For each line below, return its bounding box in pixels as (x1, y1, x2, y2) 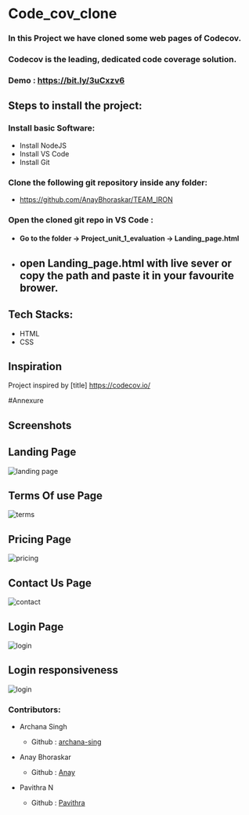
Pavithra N (19, 783, 54, 792)
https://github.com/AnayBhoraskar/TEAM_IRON (19, 194, 174, 204)
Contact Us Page (8, 576, 92, 589)
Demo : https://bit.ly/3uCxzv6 (8, 75, 125, 86)
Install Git (19, 157, 50, 167)
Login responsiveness (8, 663, 119, 677)
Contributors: (8, 704, 61, 715)
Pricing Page (8, 532, 72, 546)
